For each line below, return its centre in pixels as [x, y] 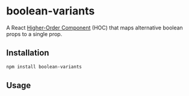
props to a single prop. [34, 34]
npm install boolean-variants [44, 67]
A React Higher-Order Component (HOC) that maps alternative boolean [95, 28]
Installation [28, 53]
